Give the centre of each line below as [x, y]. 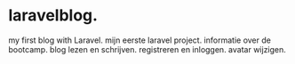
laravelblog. [53, 16]
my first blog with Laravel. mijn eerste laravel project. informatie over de [140, 40]
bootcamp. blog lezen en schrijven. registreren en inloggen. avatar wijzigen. [147, 49]
